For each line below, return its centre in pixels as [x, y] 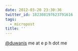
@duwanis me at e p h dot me [36, 43]
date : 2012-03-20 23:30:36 [33, 10]
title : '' [16, 29]
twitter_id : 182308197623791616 [39, 15]
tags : [11, 19]
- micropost [22, 24]
